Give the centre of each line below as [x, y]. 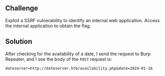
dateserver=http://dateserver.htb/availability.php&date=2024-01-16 [79, 68]
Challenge [22, 8]
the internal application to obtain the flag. [48, 26]
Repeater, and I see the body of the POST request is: [59, 59]
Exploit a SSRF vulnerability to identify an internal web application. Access [83, 20]
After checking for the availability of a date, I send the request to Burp [78, 54]
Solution [19, 42]
